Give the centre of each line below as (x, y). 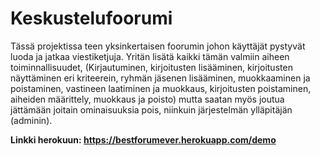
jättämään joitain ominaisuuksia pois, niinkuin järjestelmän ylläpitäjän (151, 109)
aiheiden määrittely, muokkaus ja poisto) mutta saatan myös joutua (147, 99)
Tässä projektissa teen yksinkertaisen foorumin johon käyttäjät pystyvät (158, 46)
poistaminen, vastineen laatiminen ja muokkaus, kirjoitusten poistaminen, (161, 88)
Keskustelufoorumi (91, 18)
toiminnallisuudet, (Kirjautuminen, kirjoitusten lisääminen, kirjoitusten (151, 67)
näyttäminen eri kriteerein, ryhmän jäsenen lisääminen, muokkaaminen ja (160, 78)
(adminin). (31, 120)
